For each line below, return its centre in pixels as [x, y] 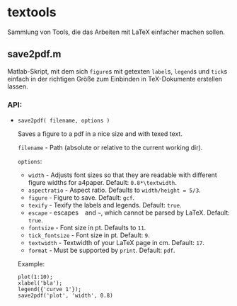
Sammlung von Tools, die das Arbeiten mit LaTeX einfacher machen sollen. [116, 32]
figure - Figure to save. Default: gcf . [81, 198]
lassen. [18, 86]
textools [32, 12]
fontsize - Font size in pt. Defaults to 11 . [87, 228]
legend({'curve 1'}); [49, 290]
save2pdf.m [34, 54]
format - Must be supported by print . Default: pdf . [102, 250]
